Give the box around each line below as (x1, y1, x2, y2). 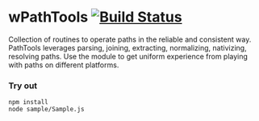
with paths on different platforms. (8, 60, 119, 70)
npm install (8, 99, 48, 107)
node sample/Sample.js (8, 105, 85, 114)
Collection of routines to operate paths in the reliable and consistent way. (8, 34, 252, 44)
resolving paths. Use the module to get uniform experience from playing (8, 51, 249, 61)
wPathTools (8, 8, 89, 26)
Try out (8, 80, 38, 91)
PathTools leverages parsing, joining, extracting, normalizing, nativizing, (8, 42, 248, 52)
